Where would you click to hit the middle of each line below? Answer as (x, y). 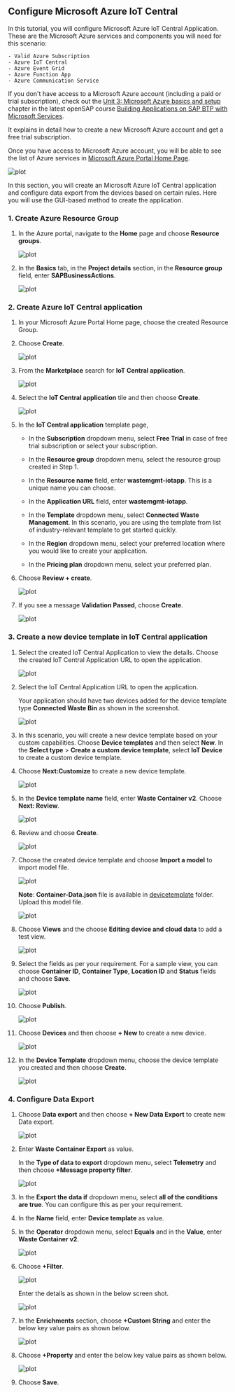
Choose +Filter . (41, 1266)
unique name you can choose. (72, 488)
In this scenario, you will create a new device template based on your (117, 735)
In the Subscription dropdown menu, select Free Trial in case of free (128, 439)
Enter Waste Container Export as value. (76, 1149)
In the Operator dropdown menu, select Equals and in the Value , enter (120, 1232)
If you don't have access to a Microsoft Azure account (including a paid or (115, 93)
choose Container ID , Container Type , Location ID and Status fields (117, 971)
